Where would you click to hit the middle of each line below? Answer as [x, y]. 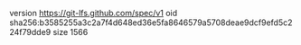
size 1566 [71, 32]
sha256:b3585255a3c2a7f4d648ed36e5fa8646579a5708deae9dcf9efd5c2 [151, 22]
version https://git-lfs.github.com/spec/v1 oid [94, 13]
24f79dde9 [30, 32]
